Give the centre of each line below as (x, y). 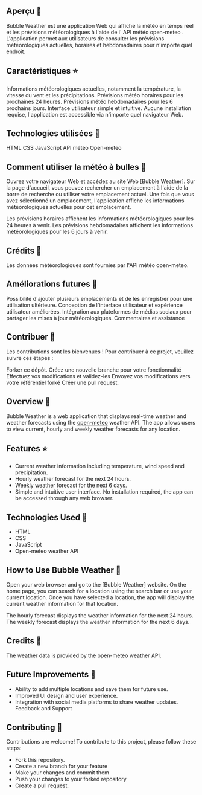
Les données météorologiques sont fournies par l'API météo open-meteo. (97, 265)
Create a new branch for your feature (61, 766)
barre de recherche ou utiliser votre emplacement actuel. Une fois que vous (100, 195)
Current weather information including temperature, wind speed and (100, 466)
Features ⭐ (27, 449)
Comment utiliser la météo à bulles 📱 (76, 167)
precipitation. (31, 472)
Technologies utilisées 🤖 (53, 134)
